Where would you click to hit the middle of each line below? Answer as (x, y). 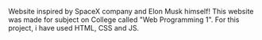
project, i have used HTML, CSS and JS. (74, 28)
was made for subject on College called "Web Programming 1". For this (124, 20)
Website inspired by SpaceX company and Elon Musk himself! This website (131, 11)
